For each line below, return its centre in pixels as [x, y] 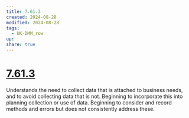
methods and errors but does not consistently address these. [80, 109]
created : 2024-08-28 [32, 17]
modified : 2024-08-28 [33, 22]
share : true [21, 45]
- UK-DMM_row [27, 34]
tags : [13, 28]
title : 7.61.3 [24, 12]
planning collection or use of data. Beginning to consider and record [89, 102]
